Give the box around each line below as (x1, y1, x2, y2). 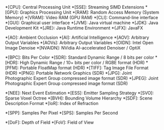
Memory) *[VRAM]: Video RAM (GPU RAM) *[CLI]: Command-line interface (5, 15, 158, 20)
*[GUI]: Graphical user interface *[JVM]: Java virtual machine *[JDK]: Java (5, 20, 159, 26)
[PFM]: (5, 65, 19, 71)
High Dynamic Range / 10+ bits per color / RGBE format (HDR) (19, 60, 145, 65)
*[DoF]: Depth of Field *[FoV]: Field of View (5, 120, 94, 125)
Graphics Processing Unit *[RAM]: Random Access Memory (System (19, 9, 160, 15)
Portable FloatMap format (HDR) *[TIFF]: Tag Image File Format (20, 65, 149, 71)
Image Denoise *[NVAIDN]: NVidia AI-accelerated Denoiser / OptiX (5, 45, 141, 51)
